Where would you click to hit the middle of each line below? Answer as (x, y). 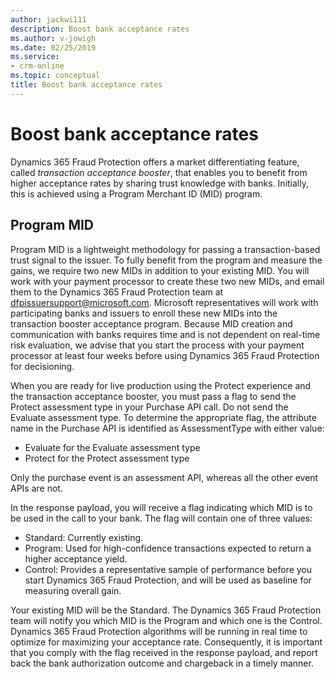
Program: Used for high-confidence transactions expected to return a (168, 548)
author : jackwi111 (48, 19)
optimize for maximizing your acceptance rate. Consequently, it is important (166, 642)
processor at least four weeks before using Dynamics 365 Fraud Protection (165, 355)
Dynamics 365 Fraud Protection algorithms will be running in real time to (159, 631)
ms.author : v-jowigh (53, 38)
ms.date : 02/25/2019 (53, 47)
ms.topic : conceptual (55, 76)
